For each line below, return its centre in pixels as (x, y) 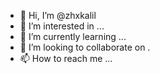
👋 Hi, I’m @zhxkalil (58, 15)
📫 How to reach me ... (66, 58)
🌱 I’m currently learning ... (73, 36)
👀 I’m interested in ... (62, 26)
